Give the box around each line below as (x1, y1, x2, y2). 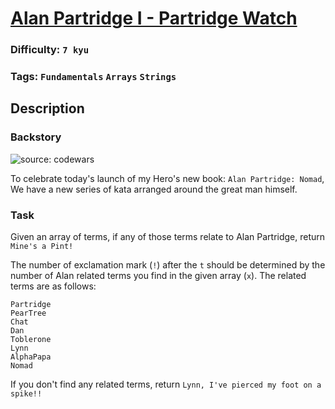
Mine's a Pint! (10, 242, 74, 252)
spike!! (10, 389, 43, 399)
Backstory (10, 130, 62, 144)
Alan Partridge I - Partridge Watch (10, 7, 298, 30)
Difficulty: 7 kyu (10, 43, 90, 57)
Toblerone (10, 335, 52, 345)
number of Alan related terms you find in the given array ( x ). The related (10, 270, 307, 282)
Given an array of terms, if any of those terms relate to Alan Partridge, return (10, 231, 326, 243)
